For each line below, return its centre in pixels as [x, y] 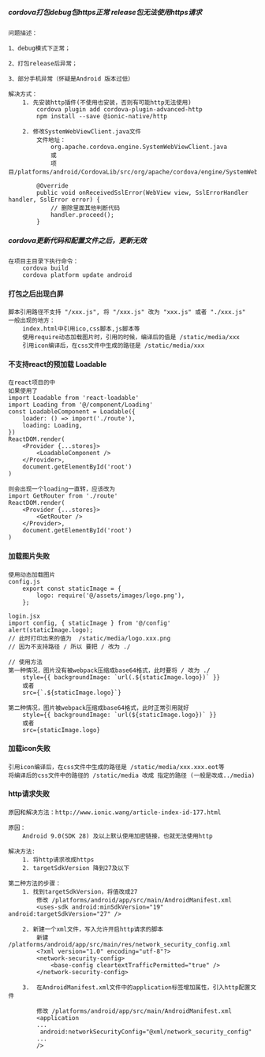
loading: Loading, [52, 426]
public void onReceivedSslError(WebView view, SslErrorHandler [142, 192]
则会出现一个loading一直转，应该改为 [62, 489]
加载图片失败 [29, 555]
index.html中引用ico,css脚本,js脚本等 [81, 329]
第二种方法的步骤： [35, 883]
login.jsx [24, 616]
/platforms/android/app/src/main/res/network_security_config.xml [119, 944]
